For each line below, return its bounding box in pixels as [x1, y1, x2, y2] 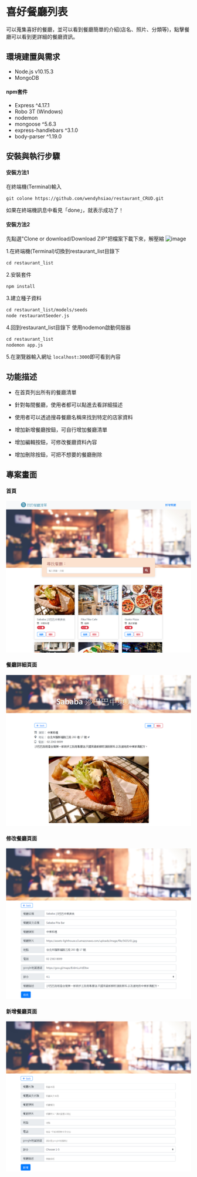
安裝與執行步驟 [6, 151, 60, 161]
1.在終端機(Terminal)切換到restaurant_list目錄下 [6, 247, 120, 255]
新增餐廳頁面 [6, 1008, 37, 1015]
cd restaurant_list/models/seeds [6, 307, 88, 313]
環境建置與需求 [6, 52, 60, 62]
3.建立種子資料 [6, 294, 42, 301]
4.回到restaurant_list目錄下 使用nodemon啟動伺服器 [6, 324, 131, 331]
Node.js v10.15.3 [14, 68, 54, 75]
